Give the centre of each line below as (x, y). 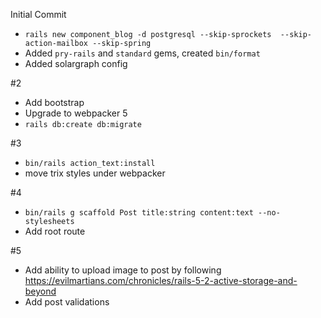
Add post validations (67, 302)
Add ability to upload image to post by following (123, 270)
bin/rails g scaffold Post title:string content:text (139, 213)
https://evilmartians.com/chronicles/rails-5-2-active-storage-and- (161, 280)
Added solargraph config (76, 63)
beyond (40, 291)
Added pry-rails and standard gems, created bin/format (142, 53)
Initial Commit (38, 14)
